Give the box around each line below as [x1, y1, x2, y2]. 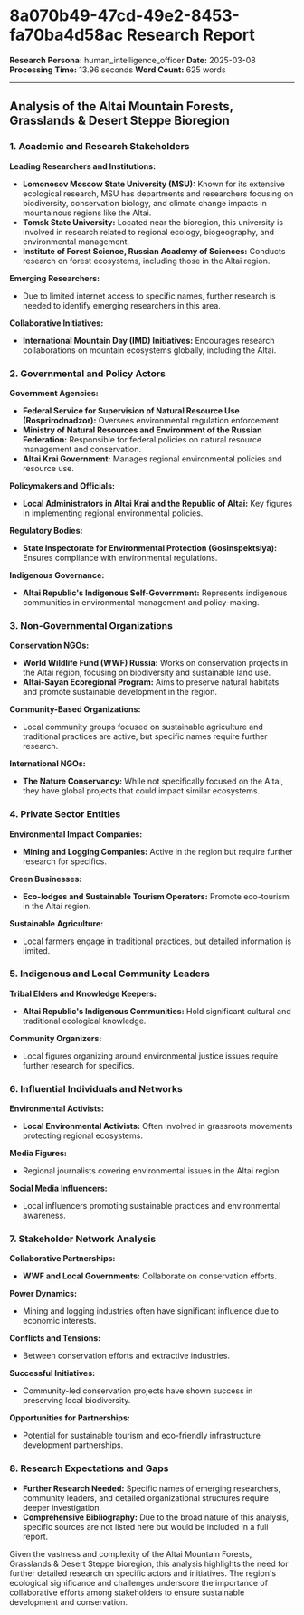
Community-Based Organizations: [9, 704, 141, 715]
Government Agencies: [9, 387, 100, 398]
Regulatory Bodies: [9, 525, 83, 536]
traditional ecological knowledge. [22, 1015, 147, 1026]
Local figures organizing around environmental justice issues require [22, 1050, 279, 1061]
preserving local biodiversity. [22, 1395, 131, 1406]
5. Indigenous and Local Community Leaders [9, 967, 210, 980]
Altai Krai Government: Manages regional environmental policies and [22, 453, 282, 464]
